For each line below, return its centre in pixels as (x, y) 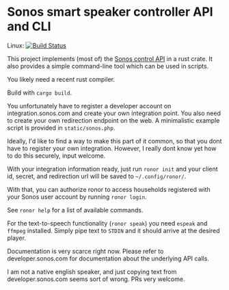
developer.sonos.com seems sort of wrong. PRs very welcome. (96, 279)
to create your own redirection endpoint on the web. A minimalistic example (113, 120)
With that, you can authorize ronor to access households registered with (109, 189)
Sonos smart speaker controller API (110, 12)
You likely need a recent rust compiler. (61, 79)
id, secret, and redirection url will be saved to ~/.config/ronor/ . (97, 176)
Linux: (16, 45)
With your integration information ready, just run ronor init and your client (112, 169)
